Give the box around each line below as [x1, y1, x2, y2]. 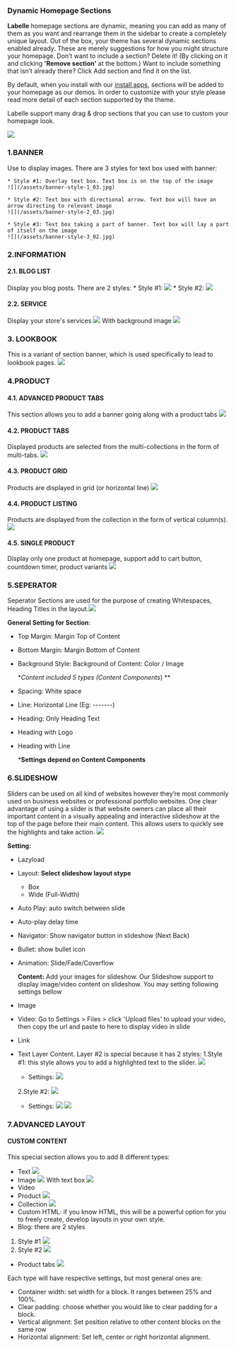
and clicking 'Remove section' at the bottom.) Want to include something [7, 59, 221, 68]
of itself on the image [7, 227, 78, 234]
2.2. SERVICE [7, 300, 47, 308]
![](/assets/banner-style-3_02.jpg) [7, 233, 115, 240]
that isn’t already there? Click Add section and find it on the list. [7, 66, 192, 76]
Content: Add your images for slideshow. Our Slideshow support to [17, 972, 214, 981]
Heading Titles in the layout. [7, 605, 89, 613]
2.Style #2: [17, 1087, 50, 1096]
